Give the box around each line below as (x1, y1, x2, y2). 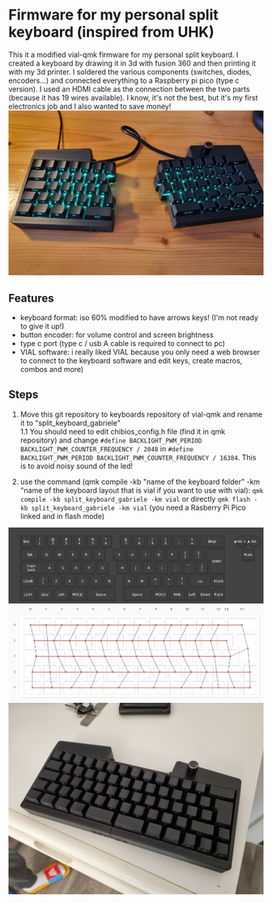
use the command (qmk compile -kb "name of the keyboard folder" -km (19, 477, 261, 486)
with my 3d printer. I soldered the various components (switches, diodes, (8, 66, 253, 76)
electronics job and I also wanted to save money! (8, 101, 172, 111)
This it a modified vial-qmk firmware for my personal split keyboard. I (8, 49, 239, 59)
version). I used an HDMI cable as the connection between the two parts (8, 83, 250, 94)
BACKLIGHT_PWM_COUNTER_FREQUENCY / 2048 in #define (19, 443, 194, 453)
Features (8, 291, 54, 305)
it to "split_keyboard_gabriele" (19, 417, 121, 427)
